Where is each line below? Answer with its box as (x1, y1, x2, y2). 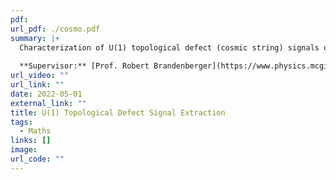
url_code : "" (10, 154, 65, 164)
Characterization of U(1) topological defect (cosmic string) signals (19, 42, 320, 53)
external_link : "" (10, 98, 87, 108)
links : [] (10, 136, 52, 146)
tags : (10, 117, 33, 127)
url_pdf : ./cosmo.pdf (10, 24, 101, 34)
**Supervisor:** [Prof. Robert (19, 61, 150, 71)
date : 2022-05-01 (10, 89, 83, 99)
